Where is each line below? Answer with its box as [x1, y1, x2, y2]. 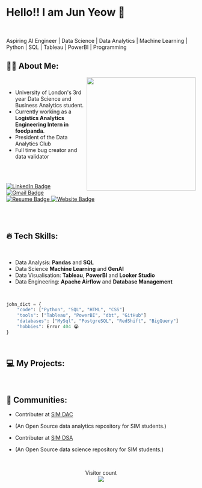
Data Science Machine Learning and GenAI [14, 265, 124, 272]
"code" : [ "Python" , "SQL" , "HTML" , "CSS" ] [17, 307, 125, 313]
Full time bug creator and [14, 146, 78, 153]
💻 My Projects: [6, 358, 65, 369]
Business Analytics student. [14, 101, 84, 109]
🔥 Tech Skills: [6, 231, 58, 241]
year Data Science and [14, 95, 72, 102]
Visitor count [85, 469, 117, 477]
